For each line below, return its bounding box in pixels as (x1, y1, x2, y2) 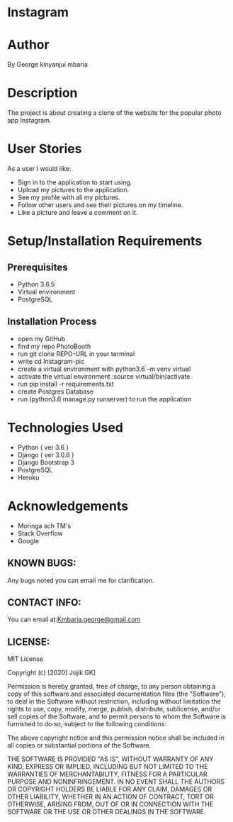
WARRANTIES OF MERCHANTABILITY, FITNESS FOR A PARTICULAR (7, 770, 208, 779)
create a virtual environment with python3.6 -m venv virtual (17, 365, 191, 373)
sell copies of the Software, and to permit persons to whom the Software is (7, 712, 227, 721)
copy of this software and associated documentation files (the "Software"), (7, 689, 227, 699)
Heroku (17, 473, 40, 482)
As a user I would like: (7, 165, 72, 172)
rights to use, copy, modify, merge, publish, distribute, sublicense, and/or (7, 705, 221, 713)
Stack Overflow (17, 529, 64, 538)
